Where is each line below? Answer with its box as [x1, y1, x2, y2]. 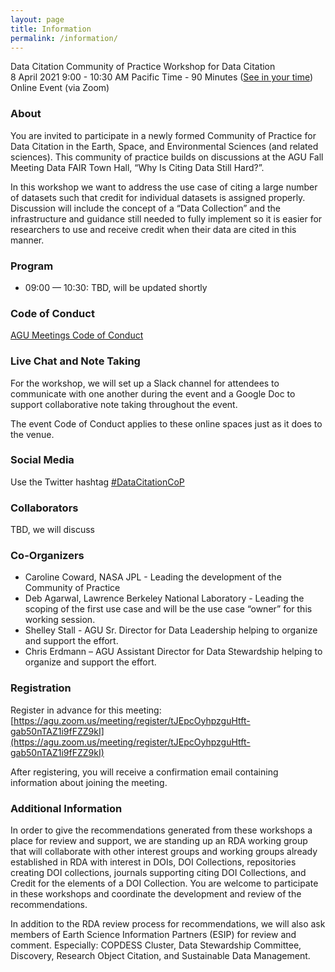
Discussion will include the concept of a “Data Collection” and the [10, 202, 281, 214]
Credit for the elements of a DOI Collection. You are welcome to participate [10, 877, 319, 890]
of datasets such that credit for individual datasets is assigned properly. [10, 191, 306, 203]
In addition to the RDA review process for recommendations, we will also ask [10, 918, 326, 930]
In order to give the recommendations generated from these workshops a [10, 824, 313, 836]
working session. [24, 614, 96, 626]
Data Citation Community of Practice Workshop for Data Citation [10, 61, 276, 73]
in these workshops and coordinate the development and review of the [10, 888, 302, 900]
